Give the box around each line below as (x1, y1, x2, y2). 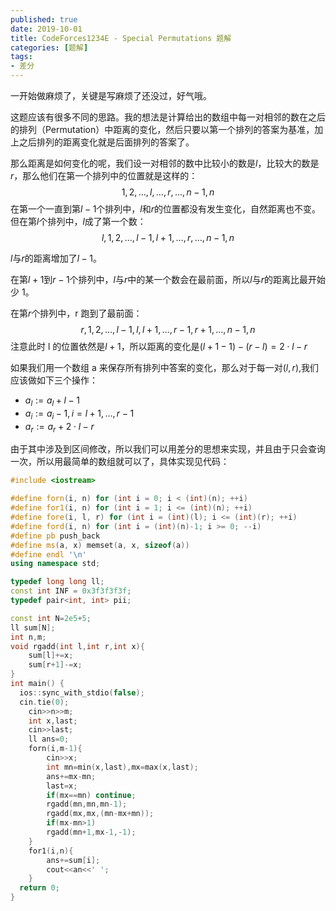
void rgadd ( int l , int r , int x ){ (10, 641, 145, 651)
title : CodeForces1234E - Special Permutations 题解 (10, 33, 232, 43)
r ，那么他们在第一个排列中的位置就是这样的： (10, 170, 198, 181)
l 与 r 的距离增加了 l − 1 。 (10, 252, 103, 264)
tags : (10, 52, 33, 62)
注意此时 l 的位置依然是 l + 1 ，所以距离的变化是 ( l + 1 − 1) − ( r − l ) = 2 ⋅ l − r (10, 341, 308, 352)
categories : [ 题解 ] (10, 42, 89, 53)
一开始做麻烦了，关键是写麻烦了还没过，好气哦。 (10, 90, 212, 101)
